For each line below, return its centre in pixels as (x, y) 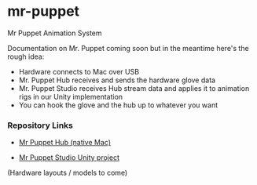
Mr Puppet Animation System (55, 33)
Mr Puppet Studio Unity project (69, 158)
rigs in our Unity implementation (71, 96)
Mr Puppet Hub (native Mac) (65, 143)
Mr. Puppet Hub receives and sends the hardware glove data (117, 80)
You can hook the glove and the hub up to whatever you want (118, 105)
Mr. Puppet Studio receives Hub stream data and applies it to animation (134, 88)
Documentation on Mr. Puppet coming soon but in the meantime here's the (128, 48)
